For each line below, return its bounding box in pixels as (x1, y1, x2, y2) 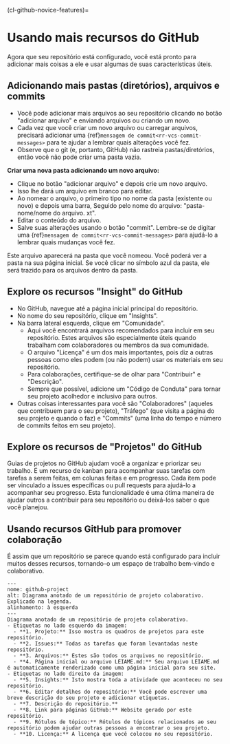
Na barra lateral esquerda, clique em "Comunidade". (16, 319, 165, 327)
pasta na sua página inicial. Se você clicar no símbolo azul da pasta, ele (7, 258, 210, 267)
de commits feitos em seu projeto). (16, 421, 116, 429)
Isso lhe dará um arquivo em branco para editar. (16, 187, 153, 195)
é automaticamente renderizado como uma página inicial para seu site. (7, 664, 216, 672)
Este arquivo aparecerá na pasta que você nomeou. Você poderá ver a (7, 251, 207, 259)
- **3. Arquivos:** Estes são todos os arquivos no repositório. (13, 652, 205, 659)
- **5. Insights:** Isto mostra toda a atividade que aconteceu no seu (13, 677, 223, 683)
